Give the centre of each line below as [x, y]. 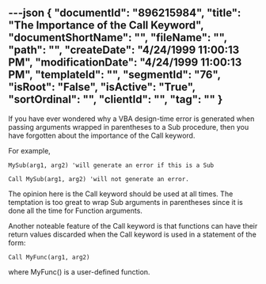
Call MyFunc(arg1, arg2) [49, 257]
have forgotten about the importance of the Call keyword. [102, 135]
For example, [30, 150]
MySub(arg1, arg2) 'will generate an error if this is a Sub [111, 165]
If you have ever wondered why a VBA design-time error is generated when [131, 119]
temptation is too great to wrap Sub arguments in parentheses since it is [125, 202]
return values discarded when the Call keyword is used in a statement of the [133, 234]
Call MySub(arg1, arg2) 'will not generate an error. [99, 179]
